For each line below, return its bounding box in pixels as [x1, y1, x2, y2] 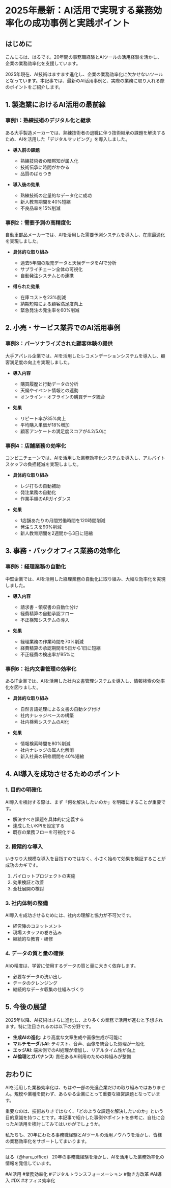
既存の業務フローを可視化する [12, 829, 75, 835]
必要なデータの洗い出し [12, 973, 62, 979]
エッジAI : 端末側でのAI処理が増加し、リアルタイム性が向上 [12, 1047, 136, 1053]
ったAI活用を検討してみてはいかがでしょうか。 [5, 1121, 103, 1127]
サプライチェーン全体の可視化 [20, 266, 83, 272]
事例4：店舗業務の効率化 [5, 442, 67, 449]
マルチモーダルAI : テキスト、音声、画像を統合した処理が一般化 [12, 1041, 145, 1047]
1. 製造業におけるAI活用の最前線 [5, 100, 106, 109]
